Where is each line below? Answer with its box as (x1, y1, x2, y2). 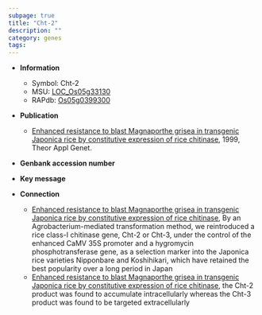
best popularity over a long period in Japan (31, 264, 173, 274)
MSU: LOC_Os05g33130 (31, 87, 111, 96)
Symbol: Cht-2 (31, 79, 79, 88)
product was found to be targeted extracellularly (31, 297, 191, 307)
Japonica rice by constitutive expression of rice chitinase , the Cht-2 (31, 281, 254, 290)
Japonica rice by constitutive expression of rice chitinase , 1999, (31, 134, 241, 144)
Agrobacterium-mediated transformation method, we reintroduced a (31, 222, 256, 231)
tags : (8, 41, 26, 49)
